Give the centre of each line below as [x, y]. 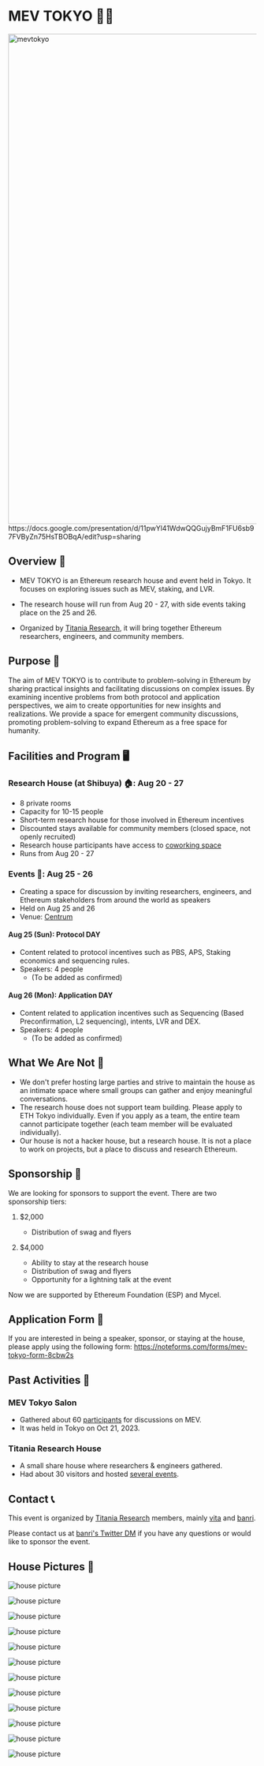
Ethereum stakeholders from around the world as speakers [115, 900]
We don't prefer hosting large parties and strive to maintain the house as [137, 1082]
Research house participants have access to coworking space [121, 845]
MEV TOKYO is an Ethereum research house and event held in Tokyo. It [135, 581]
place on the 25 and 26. [58, 612]
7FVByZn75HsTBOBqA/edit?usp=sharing [74, 536]
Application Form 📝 [56, 1319]
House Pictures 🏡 [51, 1567]
